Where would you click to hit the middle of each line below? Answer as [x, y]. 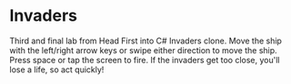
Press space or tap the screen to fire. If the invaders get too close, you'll [145, 60]
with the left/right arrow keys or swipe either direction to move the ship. [143, 50]
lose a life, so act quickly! [57, 70]
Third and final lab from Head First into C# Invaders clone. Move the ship [145, 41]
